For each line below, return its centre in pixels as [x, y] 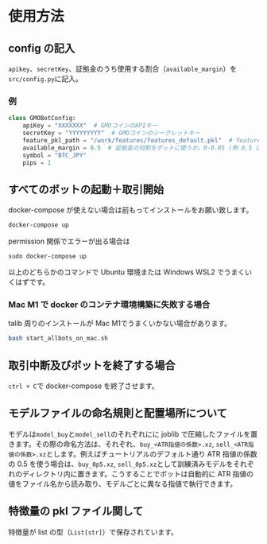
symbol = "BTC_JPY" [55, 155]
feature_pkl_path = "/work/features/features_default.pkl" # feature [142, 140]
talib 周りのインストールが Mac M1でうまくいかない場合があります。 [120, 324]
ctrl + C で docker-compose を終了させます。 [83, 386]
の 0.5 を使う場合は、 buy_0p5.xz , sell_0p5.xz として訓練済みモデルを [121, 464]
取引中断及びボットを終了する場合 [92, 365]
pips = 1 [37, 163]
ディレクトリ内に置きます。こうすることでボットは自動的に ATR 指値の [138, 473]
